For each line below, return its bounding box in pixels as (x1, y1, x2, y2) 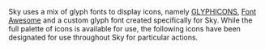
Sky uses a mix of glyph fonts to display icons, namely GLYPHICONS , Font (8, 7, 257, 16)
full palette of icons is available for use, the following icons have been (8, 24, 241, 33)
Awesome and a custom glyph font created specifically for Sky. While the (8, 15, 253, 25)
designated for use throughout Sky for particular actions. (8, 32, 199, 42)
